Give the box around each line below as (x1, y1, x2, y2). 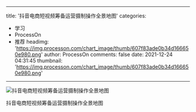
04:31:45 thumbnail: (14, 57, 63, 64)
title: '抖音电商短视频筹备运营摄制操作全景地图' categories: (6, 12, 147, 19)
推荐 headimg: (14, 38, 50, 45)
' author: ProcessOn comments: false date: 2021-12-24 (41, 51, 173, 58)
